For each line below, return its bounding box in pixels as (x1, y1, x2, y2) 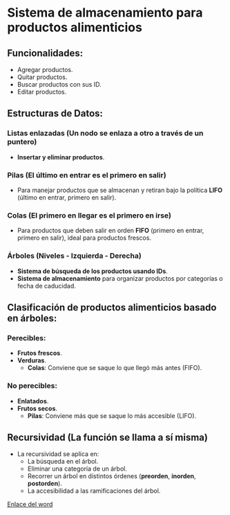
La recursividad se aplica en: (17, 450, 99, 458)
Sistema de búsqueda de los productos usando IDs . (17, 267, 168, 275)
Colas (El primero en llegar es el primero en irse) (7, 210, 171, 220)
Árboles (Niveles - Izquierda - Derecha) (7, 251, 142, 261)
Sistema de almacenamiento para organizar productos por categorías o (17, 274, 223, 282)
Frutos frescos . (17, 349, 62, 358)
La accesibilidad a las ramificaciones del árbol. (27, 487, 161, 495)
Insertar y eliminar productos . (17, 152, 105, 161)
